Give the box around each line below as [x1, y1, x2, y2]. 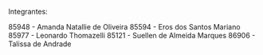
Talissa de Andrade [8, 39, 72, 49]
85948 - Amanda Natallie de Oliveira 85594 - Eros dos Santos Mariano [8, 22, 241, 31]
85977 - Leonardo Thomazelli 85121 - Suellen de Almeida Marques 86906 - [8, 31, 256, 40]
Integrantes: [8, 7, 48, 16]
